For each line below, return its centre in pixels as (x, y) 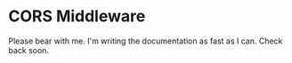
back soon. (29, 50)
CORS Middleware (77, 16)
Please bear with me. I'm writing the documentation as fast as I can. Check (146, 41)
